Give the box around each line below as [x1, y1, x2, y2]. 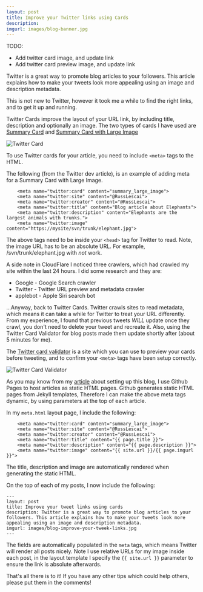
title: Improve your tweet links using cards [6, 504, 123, 511]
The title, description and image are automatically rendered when [6, 463, 170, 471]
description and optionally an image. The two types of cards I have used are [6, 122, 196, 129]
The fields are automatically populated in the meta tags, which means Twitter [6, 542, 197, 549]
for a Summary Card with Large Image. [6, 177, 103, 184]
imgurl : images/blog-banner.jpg [6, 26, 88, 32]
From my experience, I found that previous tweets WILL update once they [6, 317, 190, 324]
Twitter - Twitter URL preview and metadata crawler [15, 286, 145, 293]
